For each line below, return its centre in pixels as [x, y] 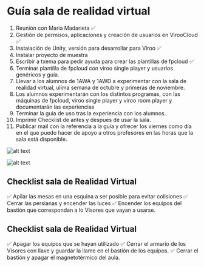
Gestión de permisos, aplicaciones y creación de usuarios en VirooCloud [107, 35]
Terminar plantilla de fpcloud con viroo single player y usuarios [94, 68]
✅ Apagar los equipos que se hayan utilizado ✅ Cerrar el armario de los [97, 243]
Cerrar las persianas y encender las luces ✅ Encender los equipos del [94, 203]
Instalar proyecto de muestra [52, 55]
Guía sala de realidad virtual [79, 11]
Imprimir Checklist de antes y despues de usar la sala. [83, 120]
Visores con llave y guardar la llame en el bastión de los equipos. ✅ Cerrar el [103, 251]
